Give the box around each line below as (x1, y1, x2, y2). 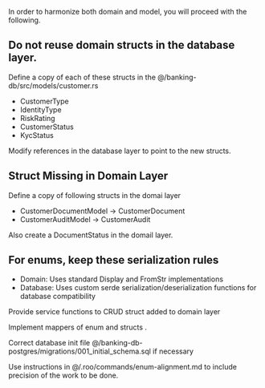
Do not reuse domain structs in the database (8, 38, 235, 52)
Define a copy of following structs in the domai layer (8, 190, 181, 200)
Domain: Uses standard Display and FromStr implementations (19, 274, 223, 284)
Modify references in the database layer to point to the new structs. (8, 146, 231, 156)
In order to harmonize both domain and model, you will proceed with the (8, 7, 247, 16)
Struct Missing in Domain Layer (8, 169, 169, 183)
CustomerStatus (19, 122, 74, 131)
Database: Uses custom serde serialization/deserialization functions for (19, 283, 257, 293)
